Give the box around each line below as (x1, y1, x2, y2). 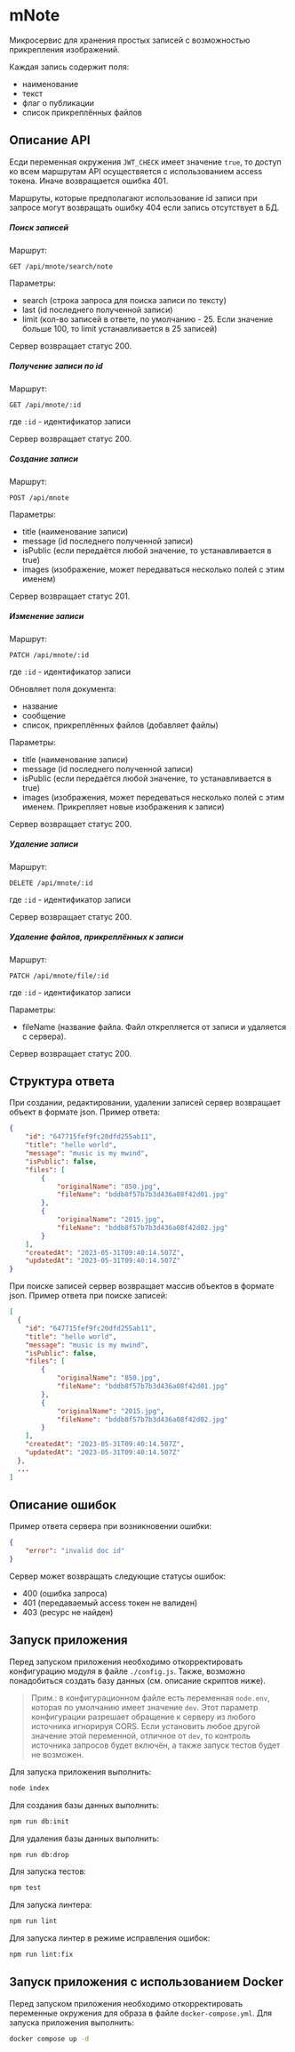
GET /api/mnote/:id (9, 400, 82, 409)
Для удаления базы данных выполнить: (9, 1833, 160, 1844)
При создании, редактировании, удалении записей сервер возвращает (9, 1098, 282, 1108)
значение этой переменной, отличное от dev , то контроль (30, 1730, 251, 1741)
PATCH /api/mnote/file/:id (9, 971, 109, 980)
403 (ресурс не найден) (21, 1606, 114, 1617)
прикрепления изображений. (9, 44, 120, 54)
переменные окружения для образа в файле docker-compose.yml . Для (9, 2008, 273, 2018)
